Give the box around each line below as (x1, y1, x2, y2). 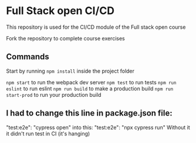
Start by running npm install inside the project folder (6, 67, 135, 74)
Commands (6, 52, 50, 62)
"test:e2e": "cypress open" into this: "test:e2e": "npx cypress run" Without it (6, 124, 191, 131)
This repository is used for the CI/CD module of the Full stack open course (6, 23, 186, 30)
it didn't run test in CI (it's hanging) (6, 130, 90, 137)
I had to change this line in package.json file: (6, 108, 173, 118)
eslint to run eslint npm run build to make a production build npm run (6, 85, 174, 92)
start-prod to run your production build (6, 91, 102, 98)
